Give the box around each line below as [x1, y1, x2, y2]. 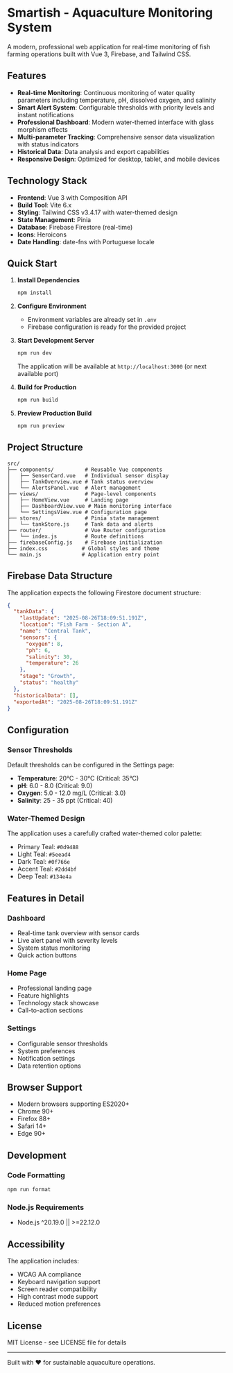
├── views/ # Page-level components [7, 491, 157, 497]
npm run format [7, 1186, 51, 1193]
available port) [17, 370, 59, 378]
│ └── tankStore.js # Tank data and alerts [7, 520, 154, 528]
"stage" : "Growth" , [19, 673, 76, 680]
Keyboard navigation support [17, 1278, 101, 1286]
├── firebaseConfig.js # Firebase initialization [7, 539, 163, 546]
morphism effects [17, 125, 68, 133]
